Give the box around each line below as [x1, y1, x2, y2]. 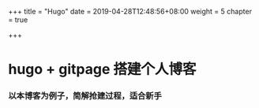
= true [8, 15, 28, 24]
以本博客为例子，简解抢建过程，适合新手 [8, 91, 162, 102]
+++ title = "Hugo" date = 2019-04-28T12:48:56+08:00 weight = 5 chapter [8, 7, 253, 16]
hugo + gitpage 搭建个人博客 [8, 61, 197, 78]
